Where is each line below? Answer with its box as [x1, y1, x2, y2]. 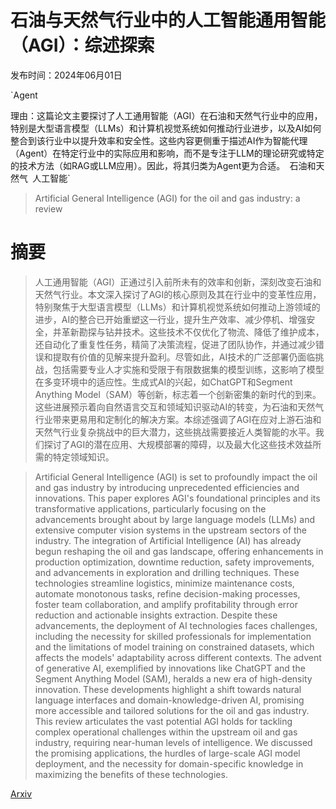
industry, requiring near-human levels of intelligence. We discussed [34, 736, 313, 748]
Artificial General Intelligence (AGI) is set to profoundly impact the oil [34, 471, 318, 483]
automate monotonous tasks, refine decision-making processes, [34, 587, 301, 600]
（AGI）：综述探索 [10, 34, 155, 57]
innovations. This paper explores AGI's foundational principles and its [34, 492, 321, 504]
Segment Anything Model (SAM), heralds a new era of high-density [34, 672, 313, 685]
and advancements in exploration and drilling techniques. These [34, 566, 300, 578]
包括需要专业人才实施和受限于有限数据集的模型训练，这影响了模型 [52, 363, 325, 375]
